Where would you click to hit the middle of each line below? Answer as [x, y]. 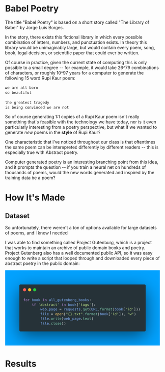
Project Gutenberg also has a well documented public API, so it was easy [79, 253]
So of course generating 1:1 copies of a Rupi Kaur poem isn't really [72, 116]
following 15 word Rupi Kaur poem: [40, 78]
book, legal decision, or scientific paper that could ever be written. [72, 53]
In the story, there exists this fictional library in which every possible [74, 37]
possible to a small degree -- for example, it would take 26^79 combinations [82, 68]
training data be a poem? [30, 178]
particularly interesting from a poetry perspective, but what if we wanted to [81, 127]
